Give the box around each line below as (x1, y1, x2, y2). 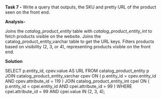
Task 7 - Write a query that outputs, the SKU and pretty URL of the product (5, 4, 157, 10)
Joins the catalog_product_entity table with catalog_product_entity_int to (5, 28, 152, 34)
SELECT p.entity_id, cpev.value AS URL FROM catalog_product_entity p (5, 68, 150, 74)
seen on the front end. (5, 9, 50, 15)
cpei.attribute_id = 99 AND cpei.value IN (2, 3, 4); (5, 89, 106, 94)
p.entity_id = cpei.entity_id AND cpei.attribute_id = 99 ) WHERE (5, 83, 133, 89)
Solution (5, 59, 23, 64)
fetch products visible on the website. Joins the (5, 34, 101, 39)
